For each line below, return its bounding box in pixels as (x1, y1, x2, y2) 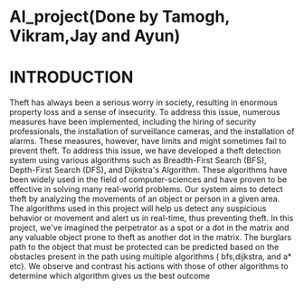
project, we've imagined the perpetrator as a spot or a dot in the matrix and (9, 222, 290, 233)
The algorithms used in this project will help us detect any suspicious (9, 203, 267, 214)
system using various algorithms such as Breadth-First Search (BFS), (9, 155, 267, 166)
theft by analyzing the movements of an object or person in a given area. (9, 193, 280, 205)
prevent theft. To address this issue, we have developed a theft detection (9, 145, 281, 156)
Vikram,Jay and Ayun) (9, 25, 181, 46)
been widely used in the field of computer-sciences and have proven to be (9, 174, 288, 185)
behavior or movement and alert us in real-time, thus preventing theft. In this (9, 213, 294, 224)
